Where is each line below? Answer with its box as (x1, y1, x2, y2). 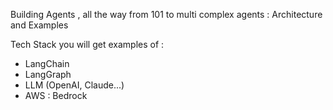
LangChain (24, 58, 70, 69)
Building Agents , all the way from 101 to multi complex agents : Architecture (10, 9, 323, 20)
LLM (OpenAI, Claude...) (24, 79, 125, 91)
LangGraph (24, 69, 72, 80)
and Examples (10, 19, 69, 31)
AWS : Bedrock (24, 90, 88, 101)
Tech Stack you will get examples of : (10, 39, 165, 50)
